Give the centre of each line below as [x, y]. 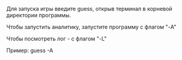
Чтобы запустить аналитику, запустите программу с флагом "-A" [91, 27]
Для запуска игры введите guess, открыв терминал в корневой [89, 9]
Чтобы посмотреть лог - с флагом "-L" [56, 38]
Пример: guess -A [30, 50]
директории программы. [39, 15]
